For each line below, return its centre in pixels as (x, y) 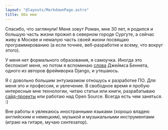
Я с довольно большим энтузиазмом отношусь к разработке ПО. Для (80, 80)
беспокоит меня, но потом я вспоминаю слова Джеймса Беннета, (77, 65)
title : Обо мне (21, 15)
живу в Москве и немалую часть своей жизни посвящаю (67, 39)
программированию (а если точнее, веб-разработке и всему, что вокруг (84, 45)
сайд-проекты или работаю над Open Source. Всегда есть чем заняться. (84, 96)
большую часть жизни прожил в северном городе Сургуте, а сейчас (80, 34)
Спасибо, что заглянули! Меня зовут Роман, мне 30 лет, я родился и (79, 29)
